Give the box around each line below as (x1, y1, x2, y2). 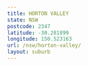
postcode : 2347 (7, 23, 51, 30)
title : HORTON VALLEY (7, 10, 69, 17)
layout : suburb (7, 49, 51, 56)
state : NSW (7, 16, 38, 23)
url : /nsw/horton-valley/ (7, 42, 81, 49)
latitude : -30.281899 (7, 29, 69, 36)
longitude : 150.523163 (7, 36, 72, 43)
